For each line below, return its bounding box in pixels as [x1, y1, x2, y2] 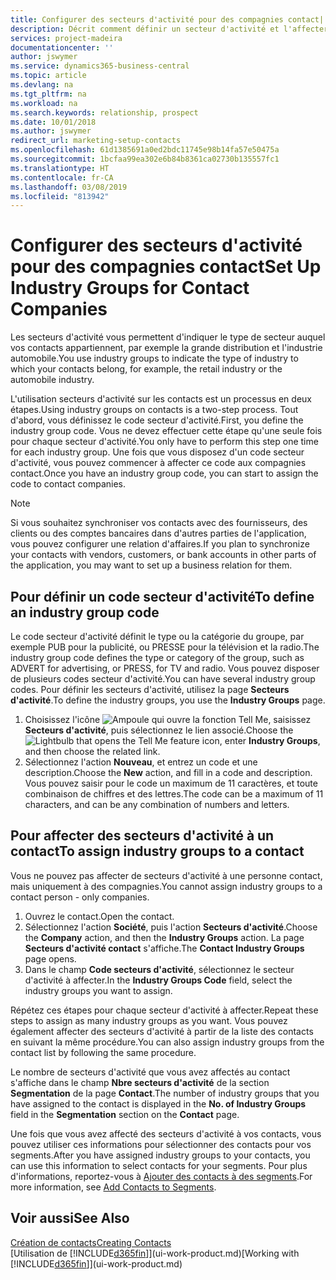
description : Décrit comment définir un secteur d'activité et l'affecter [10, 24, 329, 34]
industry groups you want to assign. [24, 984, 173, 996]
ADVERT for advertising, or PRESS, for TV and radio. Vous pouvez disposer [10, 662, 320, 674]
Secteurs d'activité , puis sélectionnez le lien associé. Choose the [24, 724, 294, 736]
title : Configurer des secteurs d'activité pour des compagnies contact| [10, 14, 325, 25]
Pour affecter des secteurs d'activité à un [10, 827, 275, 845]
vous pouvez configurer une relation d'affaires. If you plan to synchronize [10, 538, 310, 550]
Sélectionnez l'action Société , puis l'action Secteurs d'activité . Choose [24, 921, 318, 933]
